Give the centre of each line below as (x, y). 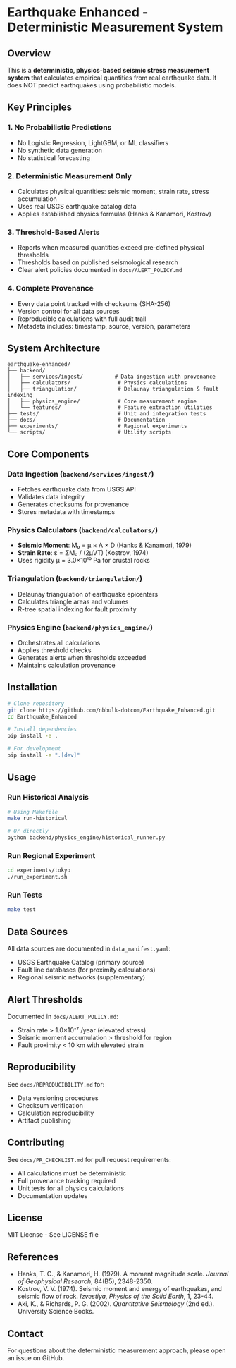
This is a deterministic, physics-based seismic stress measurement (108, 70)
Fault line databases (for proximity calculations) (87, 970)
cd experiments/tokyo (39, 871)
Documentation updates (52, 1195)
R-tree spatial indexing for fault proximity (77, 609)
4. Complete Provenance (50, 288)
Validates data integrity (51, 497)
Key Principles (40, 108)
